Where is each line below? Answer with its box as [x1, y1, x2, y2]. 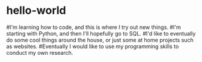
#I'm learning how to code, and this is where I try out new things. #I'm [6, 23, 181, 31]
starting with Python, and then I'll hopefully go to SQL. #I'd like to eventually [6, 29, 196, 37]
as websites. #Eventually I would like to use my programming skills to [6, 43, 179, 50]
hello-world [6, 4, 67, 17]
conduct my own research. [6, 49, 73, 56]
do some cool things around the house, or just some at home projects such [6, 36, 194, 43]
